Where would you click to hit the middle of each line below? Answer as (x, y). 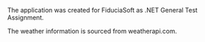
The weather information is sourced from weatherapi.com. (92, 31)
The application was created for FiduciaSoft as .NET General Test (102, 10)
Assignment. (25, 17)
